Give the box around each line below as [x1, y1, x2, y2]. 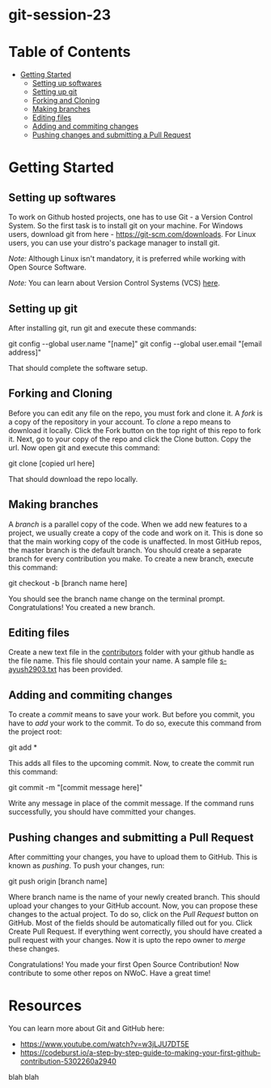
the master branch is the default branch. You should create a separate [8, 545, 243, 555]
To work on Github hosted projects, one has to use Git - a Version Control [8, 213, 253, 222]
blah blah [8, 1072, 40, 1082]
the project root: [8, 727, 62, 737]
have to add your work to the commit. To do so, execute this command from [8, 718, 261, 728]
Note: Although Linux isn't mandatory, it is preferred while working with [8, 254, 246, 264]
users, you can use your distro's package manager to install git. [8, 238, 220, 248]
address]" [8, 347, 42, 357]
